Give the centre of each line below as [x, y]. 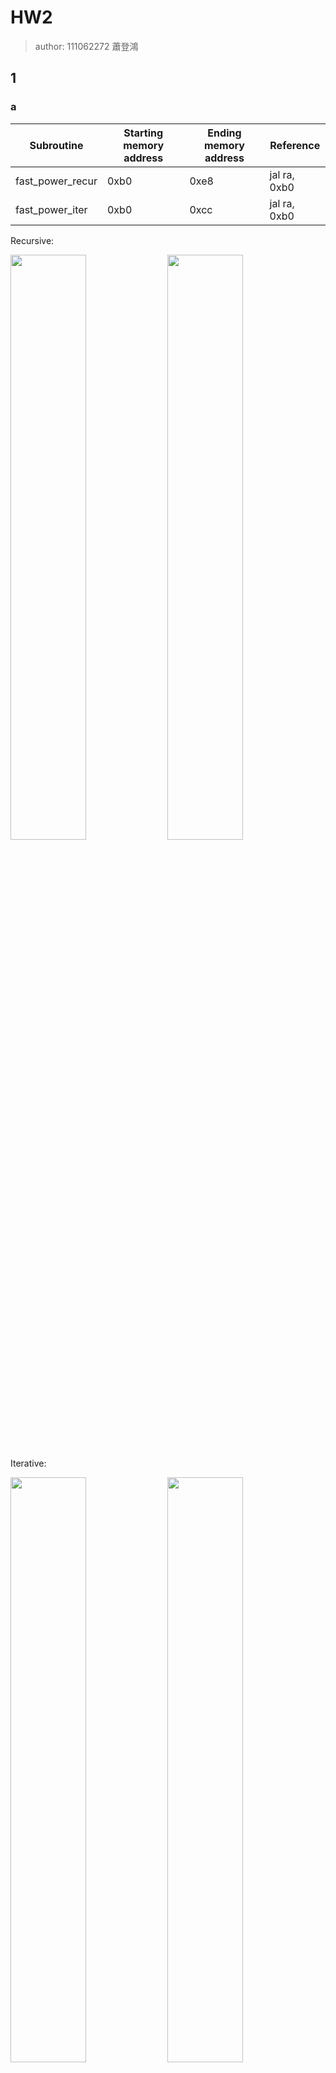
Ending [224, 133]
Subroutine [56, 145]
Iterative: [28, 1463]
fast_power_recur [56, 181]
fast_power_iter [51, 209]
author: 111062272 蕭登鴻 [86, 46]
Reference [295, 145]
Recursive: [32, 240]
